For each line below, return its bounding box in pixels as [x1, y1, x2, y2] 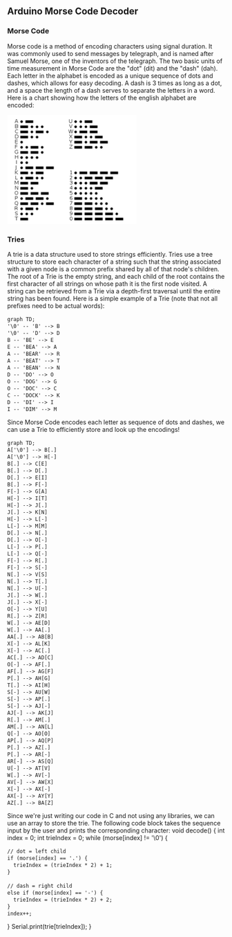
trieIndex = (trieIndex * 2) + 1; [13, 862, 113, 868]
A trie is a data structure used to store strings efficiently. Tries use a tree [7, 250, 213, 258]
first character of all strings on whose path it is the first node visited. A [7, 280, 207, 288]
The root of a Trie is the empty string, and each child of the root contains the [7, 272, 225, 280]
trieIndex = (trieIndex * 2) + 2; [13, 896, 113, 903]
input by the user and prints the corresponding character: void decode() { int [7, 826, 225, 835]
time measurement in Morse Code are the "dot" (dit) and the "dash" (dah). [7, 64, 218, 72]
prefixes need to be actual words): [7, 301, 105, 310]
